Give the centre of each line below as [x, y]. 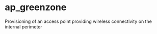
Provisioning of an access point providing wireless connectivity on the [78, 21]
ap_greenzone [36, 7]
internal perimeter [24, 26]
